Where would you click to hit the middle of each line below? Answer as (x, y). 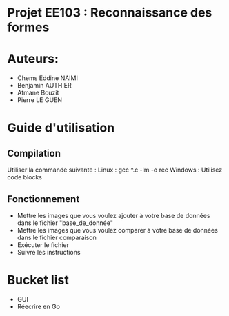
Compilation (34, 153)
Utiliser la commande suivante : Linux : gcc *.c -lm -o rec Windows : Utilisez (115, 170)
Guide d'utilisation (61, 128)
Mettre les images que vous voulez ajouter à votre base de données (113, 215)
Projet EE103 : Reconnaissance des (110, 13)
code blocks (25, 177)
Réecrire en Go (39, 306)
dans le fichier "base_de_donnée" (65, 223)
